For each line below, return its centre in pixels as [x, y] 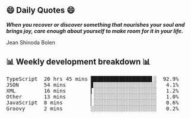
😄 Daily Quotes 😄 [41, 10]
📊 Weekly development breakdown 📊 [78, 62]
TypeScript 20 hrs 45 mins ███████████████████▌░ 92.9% [93, 79]
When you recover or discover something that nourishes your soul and [95, 24]
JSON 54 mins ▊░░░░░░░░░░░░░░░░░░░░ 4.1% [93, 85]
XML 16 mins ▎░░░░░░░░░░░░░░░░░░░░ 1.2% [93, 91]
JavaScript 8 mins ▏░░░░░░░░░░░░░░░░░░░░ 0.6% [93, 103]
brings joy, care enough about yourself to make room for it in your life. [95, 31]
